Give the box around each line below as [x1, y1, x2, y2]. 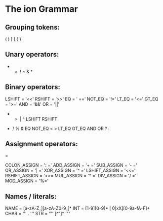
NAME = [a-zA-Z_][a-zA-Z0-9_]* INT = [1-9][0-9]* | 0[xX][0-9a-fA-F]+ [5, 205, 150, 211]
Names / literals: [5, 192, 57, 200]
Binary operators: [5, 83, 61, 92]
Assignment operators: [5, 140, 78, 148]
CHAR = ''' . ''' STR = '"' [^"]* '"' [5, 211, 70, 217]
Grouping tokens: [5, 23, 60, 32]
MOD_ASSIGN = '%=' [5, 178, 49, 184]
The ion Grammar [5, 3, 78, 15]
